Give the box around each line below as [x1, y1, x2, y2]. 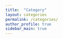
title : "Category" [5, 7, 47, 13]
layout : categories [5, 12, 47, 17]
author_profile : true [5, 21, 52, 27]
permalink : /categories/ [5, 17, 58, 22]
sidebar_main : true [5, 26, 47, 31]
